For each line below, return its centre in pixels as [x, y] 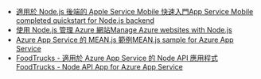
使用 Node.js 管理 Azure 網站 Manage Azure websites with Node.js [124, 30]
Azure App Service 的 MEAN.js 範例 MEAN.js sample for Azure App [125, 39]
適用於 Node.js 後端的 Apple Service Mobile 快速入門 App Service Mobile [134, 11]
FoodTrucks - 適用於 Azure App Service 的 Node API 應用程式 [117, 58]
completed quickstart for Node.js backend [85, 21]
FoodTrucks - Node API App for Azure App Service [99, 67]
